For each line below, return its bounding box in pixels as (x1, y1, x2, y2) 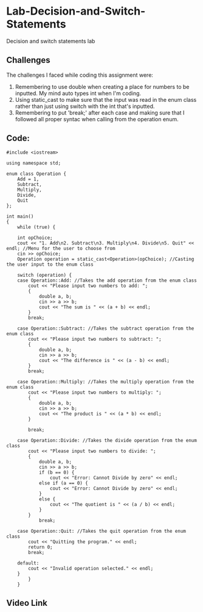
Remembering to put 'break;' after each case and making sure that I (15, 109, 185, 116)
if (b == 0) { (38, 469, 75, 475)
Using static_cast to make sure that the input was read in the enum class (15, 96, 197, 103)
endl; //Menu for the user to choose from (6, 245, 115, 251)
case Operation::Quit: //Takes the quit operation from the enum (17, 528, 187, 534)
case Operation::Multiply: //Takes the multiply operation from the (17, 379, 194, 385)
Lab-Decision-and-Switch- (6, 4, 146, 18)
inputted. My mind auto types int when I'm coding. (15, 90, 142, 97)
